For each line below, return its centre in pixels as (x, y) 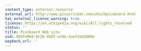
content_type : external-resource (39, 9)
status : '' (16, 28)
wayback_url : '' (21, 41)
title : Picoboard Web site (32, 32)
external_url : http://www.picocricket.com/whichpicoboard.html (71, 14)
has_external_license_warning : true (42, 18)
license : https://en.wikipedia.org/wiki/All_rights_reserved (69, 23)
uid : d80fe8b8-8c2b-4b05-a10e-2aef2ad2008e (50, 37)
